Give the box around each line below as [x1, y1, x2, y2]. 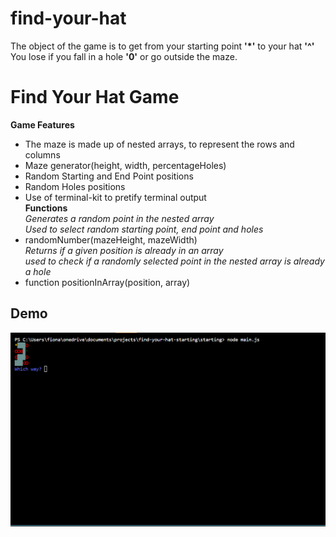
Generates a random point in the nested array [24, 212, 215, 224]
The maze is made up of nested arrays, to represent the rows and [24, 138, 295, 150]
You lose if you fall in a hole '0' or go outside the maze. [10, 50, 238, 62]
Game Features [10, 118, 75, 131]
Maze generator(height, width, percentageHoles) [24, 159, 227, 171]
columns [24, 148, 61, 161]
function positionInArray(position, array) [24, 276, 191, 288]
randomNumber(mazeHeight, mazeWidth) [24, 233, 198, 246]
